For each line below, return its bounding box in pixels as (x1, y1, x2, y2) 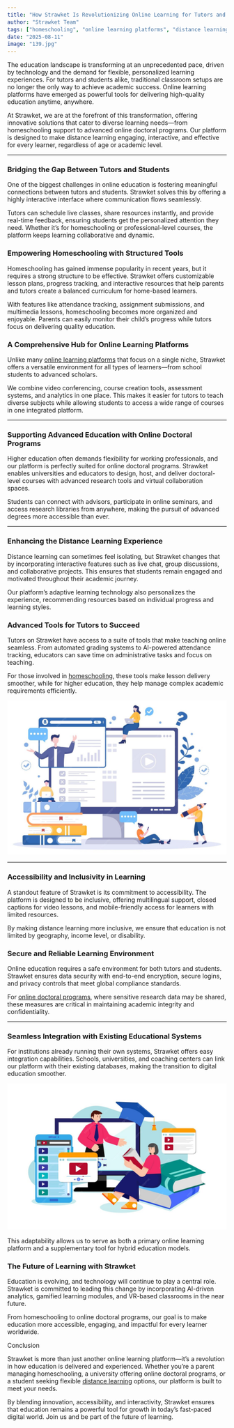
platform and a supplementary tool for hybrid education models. (7, 1244, 191, 1252)
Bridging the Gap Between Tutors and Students (7, 164, 170, 174)
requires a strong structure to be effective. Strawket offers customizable (7, 272, 214, 280)
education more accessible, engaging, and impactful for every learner (7, 1321, 208, 1329)
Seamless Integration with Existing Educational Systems (7, 1031, 202, 1041)
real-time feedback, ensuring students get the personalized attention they (7, 216, 219, 224)
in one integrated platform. (7, 406, 84, 415)
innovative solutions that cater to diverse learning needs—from (7, 118, 188, 127)
